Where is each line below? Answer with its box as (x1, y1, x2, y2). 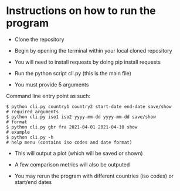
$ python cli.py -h (6, 134, 54, 140)
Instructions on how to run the (6, 4, 157, 18)
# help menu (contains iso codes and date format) (6, 139, 133, 145)
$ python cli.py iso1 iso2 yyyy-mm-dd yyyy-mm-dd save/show (6, 114, 157, 120)
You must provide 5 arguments (14, 81, 89, 88)
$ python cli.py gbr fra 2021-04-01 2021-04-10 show (6, 124, 138, 130)
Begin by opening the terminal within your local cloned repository (14, 47, 172, 54)
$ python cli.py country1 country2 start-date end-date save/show (6, 103, 172, 109)
